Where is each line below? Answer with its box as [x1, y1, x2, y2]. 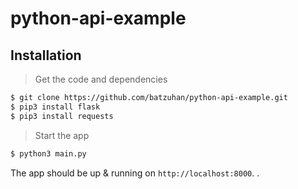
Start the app [34, 129, 90, 141]
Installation [10, 47, 82, 64]
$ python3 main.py [10, 148, 87, 159]
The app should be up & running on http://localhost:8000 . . [10, 167, 260, 179]
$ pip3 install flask [10, 102, 101, 112]
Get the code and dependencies [34, 73, 168, 85]
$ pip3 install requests [10, 111, 114, 121]
